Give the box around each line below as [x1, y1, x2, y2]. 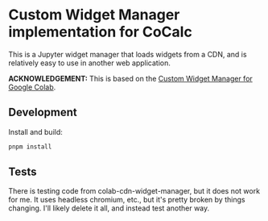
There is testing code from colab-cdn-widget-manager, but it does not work [8, 186, 260, 196]
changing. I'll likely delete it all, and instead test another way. [8, 203, 210, 213]
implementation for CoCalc [8, 23, 193, 41]
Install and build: [8, 127, 63, 136]
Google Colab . [8, 82, 56, 92]
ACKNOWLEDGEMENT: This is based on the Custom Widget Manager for [8, 73, 254, 83]
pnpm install [8, 143, 52, 151]
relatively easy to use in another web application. [8, 58, 171, 68]
